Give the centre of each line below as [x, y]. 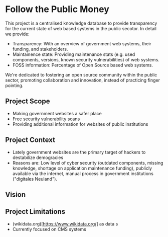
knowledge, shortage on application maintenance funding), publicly [82, 168]
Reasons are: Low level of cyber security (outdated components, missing [88, 163]
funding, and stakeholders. [40, 49]
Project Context [30, 140]
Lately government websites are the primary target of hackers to [79, 152]
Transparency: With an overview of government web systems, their [82, 43]
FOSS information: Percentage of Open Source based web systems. [82, 65]
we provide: [18, 34]
